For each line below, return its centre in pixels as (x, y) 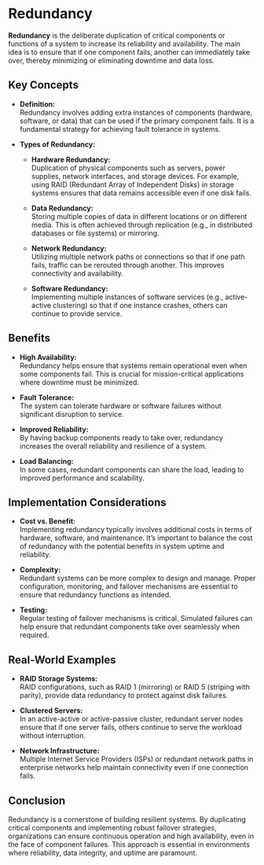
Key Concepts (43, 85)
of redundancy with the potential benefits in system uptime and (122, 546)
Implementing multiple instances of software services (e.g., (127, 297)
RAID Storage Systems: (59, 679)
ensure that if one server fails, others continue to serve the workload (130, 728)
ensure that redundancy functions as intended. (95, 595)
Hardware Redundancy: (71, 159)
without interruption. (53, 735)
